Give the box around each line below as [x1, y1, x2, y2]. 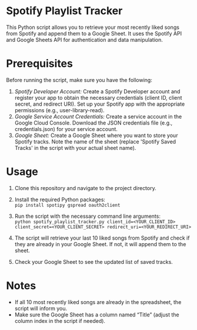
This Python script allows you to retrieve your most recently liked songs [6, 24, 179, 31]
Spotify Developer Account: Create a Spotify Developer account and [14, 87, 181, 95]
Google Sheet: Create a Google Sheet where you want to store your [14, 132, 178, 139]
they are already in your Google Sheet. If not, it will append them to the [14, 240, 186, 247]
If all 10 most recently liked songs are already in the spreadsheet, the [14, 298, 182, 305]
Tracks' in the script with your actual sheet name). [14, 144, 136, 151]
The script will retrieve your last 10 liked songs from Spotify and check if [14, 234, 190, 241]
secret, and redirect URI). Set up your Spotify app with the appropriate [14, 100, 185, 107]
